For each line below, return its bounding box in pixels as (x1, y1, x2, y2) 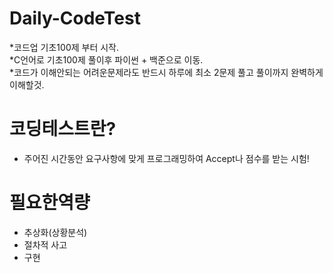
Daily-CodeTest (9, 7, 141, 30)
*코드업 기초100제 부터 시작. (9, 41, 120, 53)
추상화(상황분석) (23, 226, 88, 238)
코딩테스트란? (9, 118, 117, 141)
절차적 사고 (23, 238, 68, 251)
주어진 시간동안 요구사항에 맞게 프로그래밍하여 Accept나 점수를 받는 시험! (23, 152, 310, 164)
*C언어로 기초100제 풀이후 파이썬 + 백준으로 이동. (9, 53, 204, 66)
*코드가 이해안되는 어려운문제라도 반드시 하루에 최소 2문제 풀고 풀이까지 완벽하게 (9, 66, 324, 78)
